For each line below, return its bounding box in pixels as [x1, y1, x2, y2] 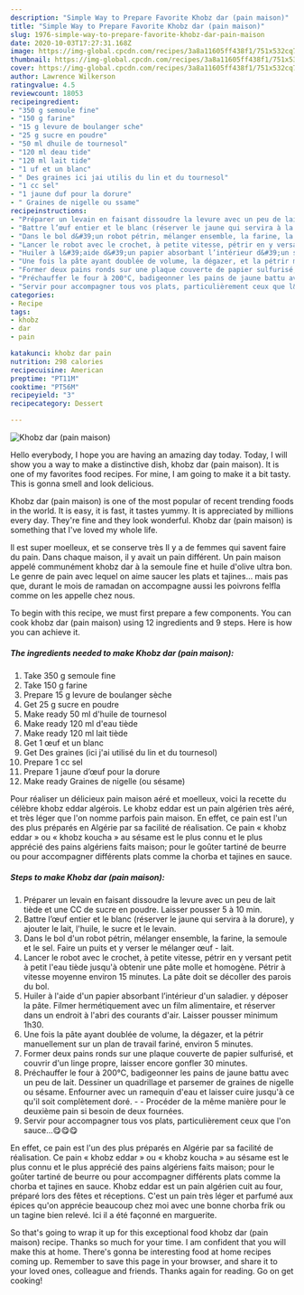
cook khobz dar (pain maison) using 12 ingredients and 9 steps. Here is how [10, 617, 292, 628]
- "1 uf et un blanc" [10, 164, 92, 174]
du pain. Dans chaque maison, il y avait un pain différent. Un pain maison [10, 552, 281, 562]
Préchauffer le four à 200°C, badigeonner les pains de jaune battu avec [23, 1067, 290, 1078]
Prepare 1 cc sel [23, 756, 84, 767]
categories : [10, 290, 55, 299]
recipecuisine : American [10, 365, 104, 375]
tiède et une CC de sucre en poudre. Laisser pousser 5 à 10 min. [23, 904, 263, 915]
